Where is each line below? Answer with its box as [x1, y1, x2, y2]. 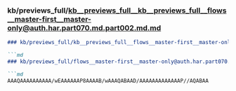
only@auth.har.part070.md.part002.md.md [7, 23, 162, 33]
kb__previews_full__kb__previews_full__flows [67, 6, 227, 15]
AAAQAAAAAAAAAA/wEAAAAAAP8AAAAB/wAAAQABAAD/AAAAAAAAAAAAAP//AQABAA [7, 77, 209, 84]
